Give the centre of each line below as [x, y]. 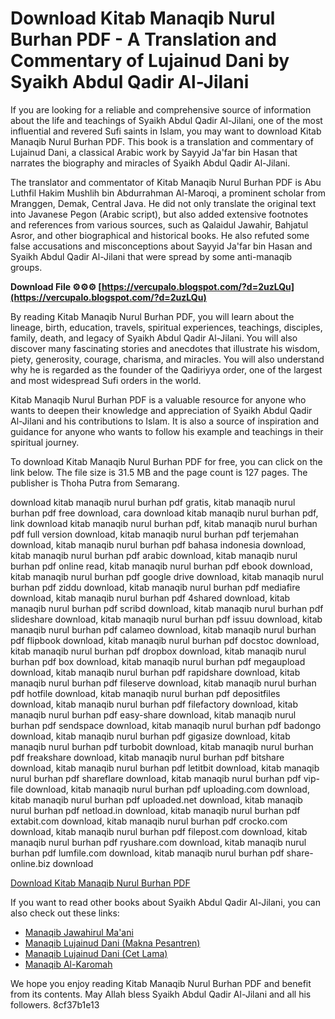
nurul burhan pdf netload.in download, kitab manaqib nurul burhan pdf [155, 810]
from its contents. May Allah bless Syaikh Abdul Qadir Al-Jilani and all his [161, 994]
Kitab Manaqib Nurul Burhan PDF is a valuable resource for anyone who [158, 399]
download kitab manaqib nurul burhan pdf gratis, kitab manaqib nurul [153, 502]
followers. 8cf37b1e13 [55, 1004]
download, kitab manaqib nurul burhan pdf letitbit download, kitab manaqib [165, 768]
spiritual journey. [45, 442]
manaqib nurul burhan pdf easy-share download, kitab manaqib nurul [153, 714]
